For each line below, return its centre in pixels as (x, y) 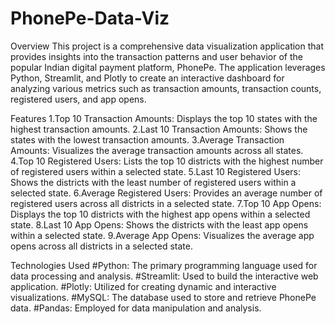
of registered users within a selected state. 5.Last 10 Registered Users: (156, 171)
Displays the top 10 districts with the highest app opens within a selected (160, 214)
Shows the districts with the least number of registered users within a (153, 182)
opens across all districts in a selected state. (101, 246)
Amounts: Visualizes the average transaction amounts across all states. (157, 150)
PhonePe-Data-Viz (90, 18)
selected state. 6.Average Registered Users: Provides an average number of (166, 193)
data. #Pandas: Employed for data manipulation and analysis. (136, 308)
